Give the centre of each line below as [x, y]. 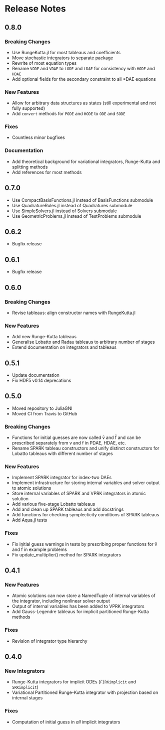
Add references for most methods [47, 172]
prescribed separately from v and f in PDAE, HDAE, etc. [69, 443]
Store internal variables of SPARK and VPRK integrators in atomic [79, 493]
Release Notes [35, 9]
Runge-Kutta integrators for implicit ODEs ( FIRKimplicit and [74, 682]
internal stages [27, 698]
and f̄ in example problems [39, 549]
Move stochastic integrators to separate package [62, 58]
